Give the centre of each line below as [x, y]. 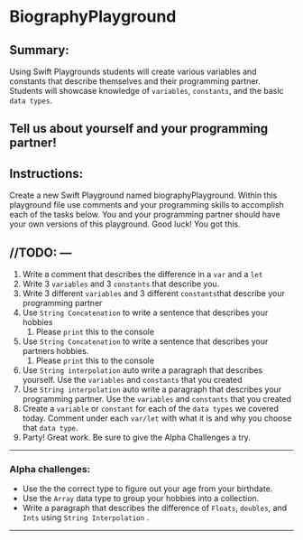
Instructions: [46, 173]
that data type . [50, 428]
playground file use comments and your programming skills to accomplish [147, 205]
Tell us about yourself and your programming [139, 129]
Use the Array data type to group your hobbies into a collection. [141, 498]
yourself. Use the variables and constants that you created [132, 380]
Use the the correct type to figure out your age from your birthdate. [147, 489]
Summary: [39, 50]
